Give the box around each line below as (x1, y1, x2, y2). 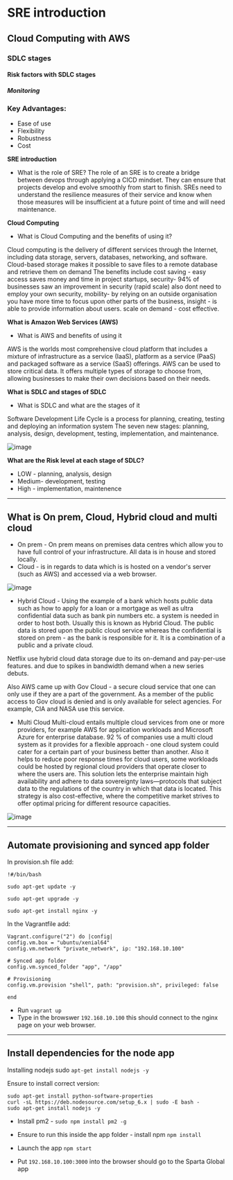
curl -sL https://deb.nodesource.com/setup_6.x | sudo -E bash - (7, 1098, 200, 1106)
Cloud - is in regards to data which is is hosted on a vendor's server (17, 563, 212, 571)
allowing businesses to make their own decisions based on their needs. (7, 375, 211, 383)
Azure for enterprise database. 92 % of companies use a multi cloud (17, 733, 214, 742)
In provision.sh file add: (7, 858, 74, 866)
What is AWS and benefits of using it (17, 332, 123, 340)
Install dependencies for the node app (7, 1048, 175, 1059)
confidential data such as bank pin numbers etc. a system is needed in (17, 612, 219, 620)
